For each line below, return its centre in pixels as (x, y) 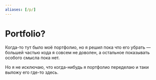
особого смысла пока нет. (32, 58)
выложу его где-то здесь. (32, 72)
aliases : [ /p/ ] (20, 10)
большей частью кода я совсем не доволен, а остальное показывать (78, 52)
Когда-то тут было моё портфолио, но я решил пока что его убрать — (78, 47)
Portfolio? (25, 33)
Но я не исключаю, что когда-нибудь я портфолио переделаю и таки (77, 67)
